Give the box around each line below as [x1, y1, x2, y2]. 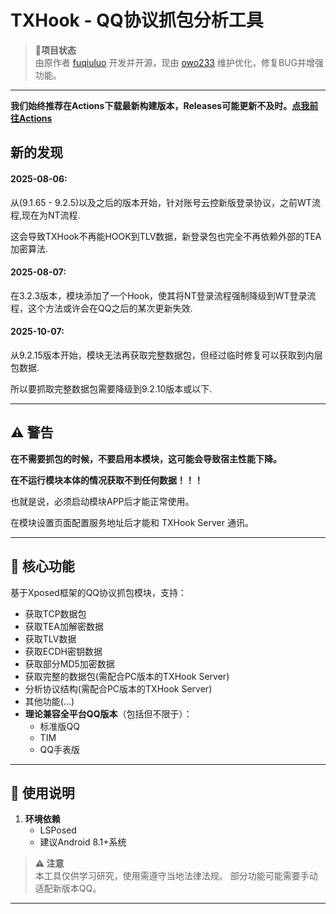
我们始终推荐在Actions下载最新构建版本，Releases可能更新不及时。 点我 [10, 99, 310, 111]
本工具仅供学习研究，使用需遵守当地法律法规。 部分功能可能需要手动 [34, 870, 318, 882]
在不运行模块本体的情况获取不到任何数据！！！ [10, 474, 203, 486]
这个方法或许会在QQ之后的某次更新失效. [27, 302, 193, 314]
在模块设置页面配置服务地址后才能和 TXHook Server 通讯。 [10, 516, 254, 528]
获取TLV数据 [24, 632, 77, 645]
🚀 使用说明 [10, 784, 75, 801]
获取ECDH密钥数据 [24, 645, 103, 657]
